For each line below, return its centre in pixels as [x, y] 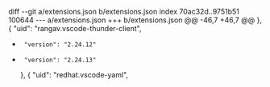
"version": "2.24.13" [60, 60]
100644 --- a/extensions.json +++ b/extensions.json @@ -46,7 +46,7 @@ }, [135, 20]
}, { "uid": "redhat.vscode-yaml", [74, 75]
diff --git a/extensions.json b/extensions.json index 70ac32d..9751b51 [124, 12]
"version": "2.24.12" [60, 45]
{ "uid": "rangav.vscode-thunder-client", [75, 28]
